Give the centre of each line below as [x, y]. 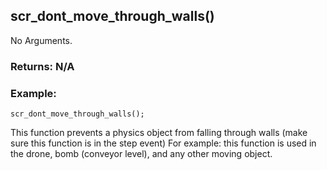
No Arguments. [41, 40]
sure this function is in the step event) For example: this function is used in [163, 143]
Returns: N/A [42, 66]
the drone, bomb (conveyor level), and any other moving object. [141, 154]
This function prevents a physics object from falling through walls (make [159, 133]
